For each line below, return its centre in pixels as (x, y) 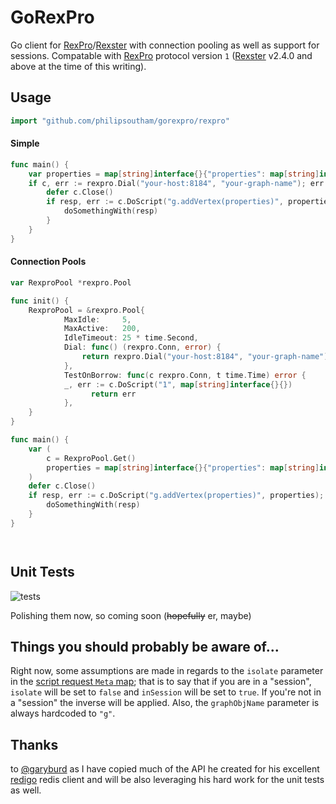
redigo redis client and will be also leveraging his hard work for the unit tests (167, 780)
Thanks (34, 744)
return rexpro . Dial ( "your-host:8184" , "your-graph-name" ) (205, 357)
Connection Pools (48, 262)
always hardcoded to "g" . (63, 713)
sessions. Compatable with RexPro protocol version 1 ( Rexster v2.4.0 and (161, 55)
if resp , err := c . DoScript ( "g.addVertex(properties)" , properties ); (176, 496)
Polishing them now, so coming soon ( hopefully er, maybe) (131, 615)
